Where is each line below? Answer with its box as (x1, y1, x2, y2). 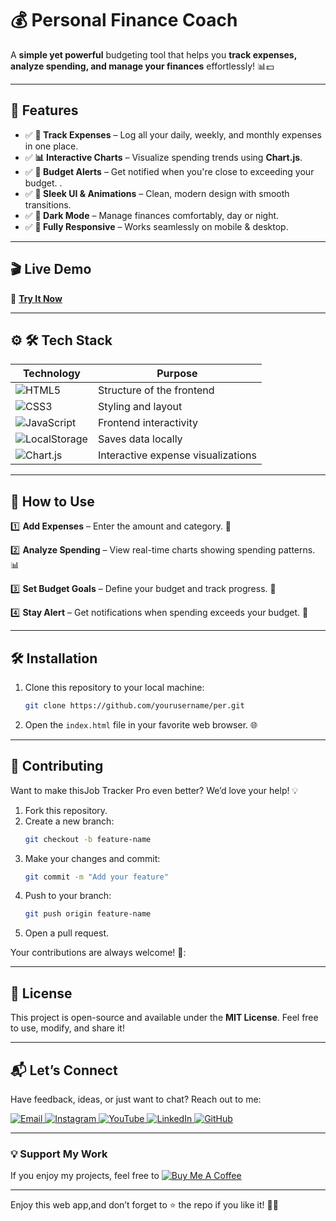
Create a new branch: (24, 815, 115, 827)
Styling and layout (97, 400, 183, 414)
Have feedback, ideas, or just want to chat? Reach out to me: (10, 1093, 262, 1105)
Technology (22, 367, 81, 381)
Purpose (156, 367, 198, 381)
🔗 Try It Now (10, 292, 63, 304)
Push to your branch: (24, 890, 112, 902)
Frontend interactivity (97, 416, 199, 430)
